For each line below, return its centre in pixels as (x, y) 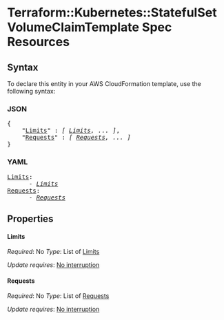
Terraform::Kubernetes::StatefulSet (112, 13)
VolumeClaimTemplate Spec (90, 27)
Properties (30, 218)
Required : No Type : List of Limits (53, 252)
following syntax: (31, 91)
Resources (39, 42)
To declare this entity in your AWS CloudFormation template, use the (104, 84)
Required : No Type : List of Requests (58, 296)
